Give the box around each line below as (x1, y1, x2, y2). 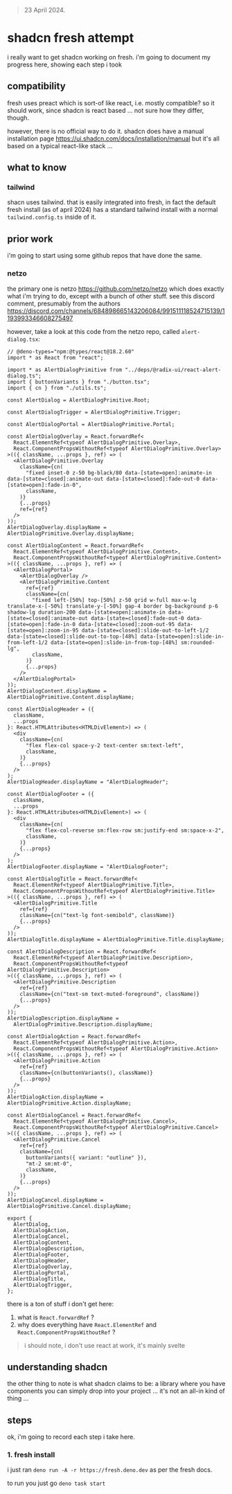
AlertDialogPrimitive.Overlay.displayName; (7, 530, 135, 537)
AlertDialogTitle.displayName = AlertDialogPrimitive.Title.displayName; (7, 936, 225, 943)
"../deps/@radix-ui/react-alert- (125, 366, 222, 373)
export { (7, 1215, 33, 1222)
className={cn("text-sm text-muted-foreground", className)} (19, 990, 199, 997)
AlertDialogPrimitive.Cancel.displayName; (7, 1202, 132, 1209)
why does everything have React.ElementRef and (17, 1320, 157, 1328)
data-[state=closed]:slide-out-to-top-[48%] (7, 633, 138, 640)
